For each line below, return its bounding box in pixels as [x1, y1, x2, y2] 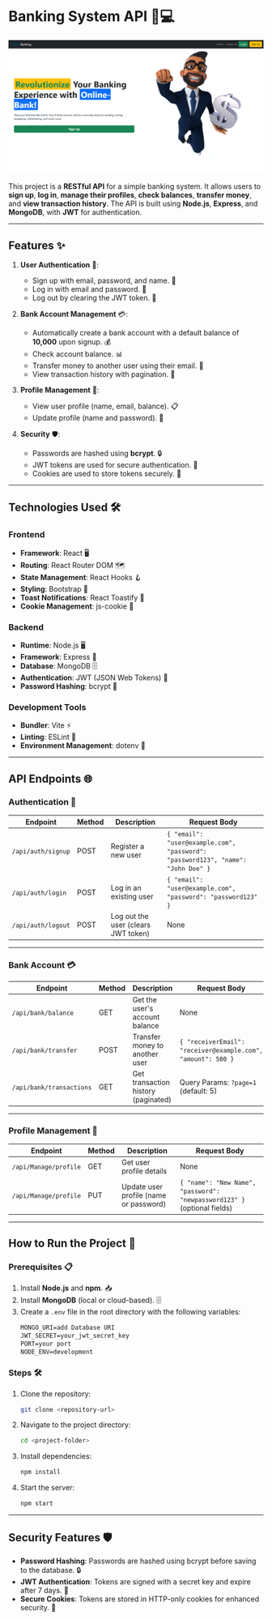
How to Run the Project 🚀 [8, 1237, 136, 1250]
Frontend [8, 529, 45, 541]
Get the [132, 994, 158, 1004]
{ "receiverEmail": [179, 1037, 245, 1046]
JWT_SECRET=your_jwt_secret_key [19, 1331, 130, 1340]
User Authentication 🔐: [19, 260, 100, 270]
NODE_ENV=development [19, 1348, 93, 1357]
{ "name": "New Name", [179, 1179, 257, 1187]
